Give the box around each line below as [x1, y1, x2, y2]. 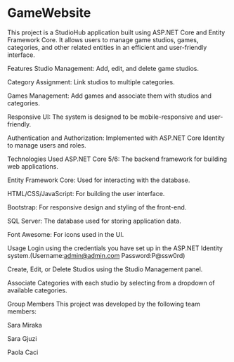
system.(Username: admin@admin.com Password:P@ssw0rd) [7, 251, 186, 259]
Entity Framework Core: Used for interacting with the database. [7, 176, 190, 184]
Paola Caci [7, 348, 39, 356]
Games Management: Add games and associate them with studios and [7, 91, 212, 100]
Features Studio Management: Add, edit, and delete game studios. [7, 64, 199, 72]
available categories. [7, 286, 67, 295]
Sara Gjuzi [7, 334, 37, 342]
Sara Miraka [7, 321, 42, 329]
